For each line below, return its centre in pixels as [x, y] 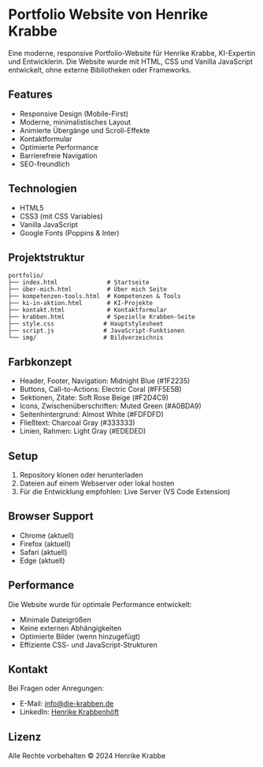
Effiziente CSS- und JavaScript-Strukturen [88, 645]
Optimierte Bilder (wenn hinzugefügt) [80, 636]
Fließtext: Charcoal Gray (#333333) [77, 423]
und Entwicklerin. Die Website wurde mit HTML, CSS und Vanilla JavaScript [131, 61]
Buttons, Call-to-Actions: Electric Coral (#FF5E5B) [101, 389]
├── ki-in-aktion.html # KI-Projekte [81, 303]
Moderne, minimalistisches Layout [75, 122]
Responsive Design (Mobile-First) [74, 114]
